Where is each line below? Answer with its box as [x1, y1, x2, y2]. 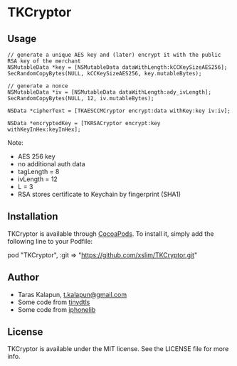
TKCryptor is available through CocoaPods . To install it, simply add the [7, 229, 214, 238]
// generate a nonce [7, 82, 69, 90]
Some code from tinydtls [17, 298, 90, 306]
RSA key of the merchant [7, 58, 81, 65]
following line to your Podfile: [7, 237, 93, 245]
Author [7, 271, 39, 284]
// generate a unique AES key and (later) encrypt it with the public [7, 51, 221, 58]
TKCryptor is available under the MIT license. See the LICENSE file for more [7, 345, 229, 353]
